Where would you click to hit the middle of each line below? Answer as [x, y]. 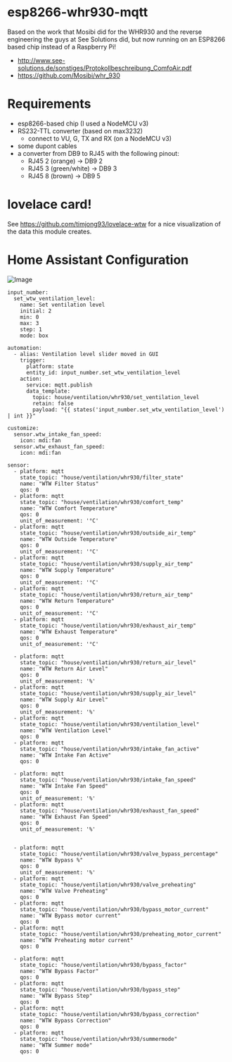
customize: [23, 428]
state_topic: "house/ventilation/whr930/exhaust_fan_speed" [110, 811]
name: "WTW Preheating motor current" [77, 940]
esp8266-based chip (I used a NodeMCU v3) [83, 123]
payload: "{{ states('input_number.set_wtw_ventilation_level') [129, 410]
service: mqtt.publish [59, 385]
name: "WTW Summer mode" [56, 1045]
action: [31, 379]
